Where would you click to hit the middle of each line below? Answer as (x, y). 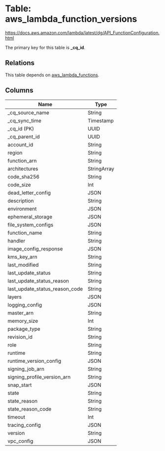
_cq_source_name (28, 112)
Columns (19, 90)
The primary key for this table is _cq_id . (45, 47)
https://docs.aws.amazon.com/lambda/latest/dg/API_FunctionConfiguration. (82, 33)
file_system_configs (31, 225)
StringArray (101, 169)
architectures (23, 169)
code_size (19, 184)
